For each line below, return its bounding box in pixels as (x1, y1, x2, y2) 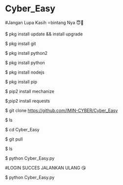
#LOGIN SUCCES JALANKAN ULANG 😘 (5, 165, 86, 171)
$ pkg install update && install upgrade (5, 31, 83, 37)
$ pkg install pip (5, 78, 38, 84)
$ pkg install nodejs (5, 69, 45, 75)
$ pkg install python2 (5, 50, 48, 56)
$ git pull (5, 136, 23, 142)
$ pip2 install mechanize (5, 88, 55, 94)
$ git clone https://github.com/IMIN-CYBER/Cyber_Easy (5, 107, 118, 113)
